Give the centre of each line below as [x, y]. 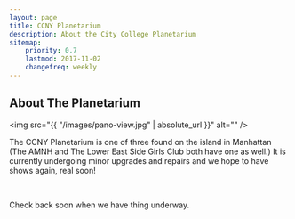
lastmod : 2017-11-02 [63, 59]
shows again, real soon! [52, 170]
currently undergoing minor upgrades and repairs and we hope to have [139, 160]
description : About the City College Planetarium [103, 34]
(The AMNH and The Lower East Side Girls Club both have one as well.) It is [147, 151]
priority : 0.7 [51, 51]
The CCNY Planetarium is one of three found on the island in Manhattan [140, 142]
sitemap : [25, 42]
